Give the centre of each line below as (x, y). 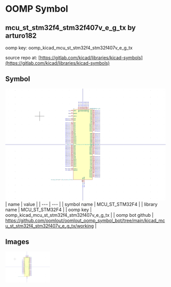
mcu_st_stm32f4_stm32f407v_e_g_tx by (70, 28)
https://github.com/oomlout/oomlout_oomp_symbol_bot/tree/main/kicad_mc (85, 220)
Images (17, 242)
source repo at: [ (23, 58)
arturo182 (21, 35)
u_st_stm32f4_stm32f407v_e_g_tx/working (50, 226)
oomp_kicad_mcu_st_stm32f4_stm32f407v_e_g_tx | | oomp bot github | (79, 215)
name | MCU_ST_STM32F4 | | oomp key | (49, 210)
